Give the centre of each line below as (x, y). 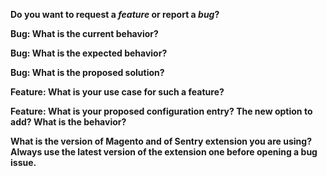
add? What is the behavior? (68, 122)
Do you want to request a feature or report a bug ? (115, 14)
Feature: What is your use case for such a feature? (117, 92)
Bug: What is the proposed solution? (87, 72)
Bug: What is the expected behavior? (89, 53)
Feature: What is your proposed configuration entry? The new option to (161, 111)
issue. (23, 162)
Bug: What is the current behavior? (84, 33)
